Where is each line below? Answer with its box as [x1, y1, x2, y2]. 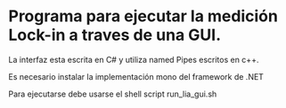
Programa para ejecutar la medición [8, 6, 278, 27]
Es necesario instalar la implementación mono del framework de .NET [8, 71, 265, 81]
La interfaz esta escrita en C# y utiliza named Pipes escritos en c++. [8, 54, 259, 65]
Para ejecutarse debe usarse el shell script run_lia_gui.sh [8, 89, 217, 99]
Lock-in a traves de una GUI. [8, 25, 222, 45]
